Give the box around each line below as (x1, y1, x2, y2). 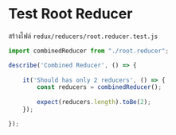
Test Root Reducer (8, 5, 133, 23)
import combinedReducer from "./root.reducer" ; (8, 47, 170, 55)
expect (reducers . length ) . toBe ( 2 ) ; (37, 98, 151, 106)
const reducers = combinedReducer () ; (37, 83, 162, 91)
